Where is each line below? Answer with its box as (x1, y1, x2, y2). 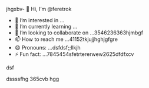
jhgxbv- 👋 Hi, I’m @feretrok (6, 6, 72, 12)
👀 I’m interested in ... (14, 17, 65, 23)
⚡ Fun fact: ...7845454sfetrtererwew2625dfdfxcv (14, 51, 134, 58)
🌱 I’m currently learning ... (14, 23, 78, 30)
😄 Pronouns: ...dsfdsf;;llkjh (14, 44, 81, 51)
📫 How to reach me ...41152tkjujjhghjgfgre (14, 36, 118, 43)
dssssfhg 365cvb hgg (6, 76, 59, 82)
